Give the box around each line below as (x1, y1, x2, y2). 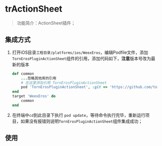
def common (12, 71, 34, 76)
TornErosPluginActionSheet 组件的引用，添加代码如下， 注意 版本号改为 (12, 55, 151, 61)
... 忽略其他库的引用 (21, 76, 57, 81)
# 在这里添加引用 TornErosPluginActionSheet (21, 80, 107, 85)
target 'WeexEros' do (12, 94, 56, 99)
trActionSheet (5, 3, 63, 15)
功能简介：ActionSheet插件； (16, 20, 76, 26)
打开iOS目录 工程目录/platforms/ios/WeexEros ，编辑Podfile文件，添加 (12, 49, 148, 55)
